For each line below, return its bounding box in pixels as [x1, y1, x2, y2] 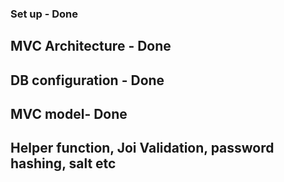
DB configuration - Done [10, 72, 165, 89]
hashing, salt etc [10, 155, 117, 172]
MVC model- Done [10, 106, 128, 123]
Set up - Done [10, 7, 78, 21]
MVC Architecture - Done [10, 38, 172, 55]
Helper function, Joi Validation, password [10, 140, 275, 157]
